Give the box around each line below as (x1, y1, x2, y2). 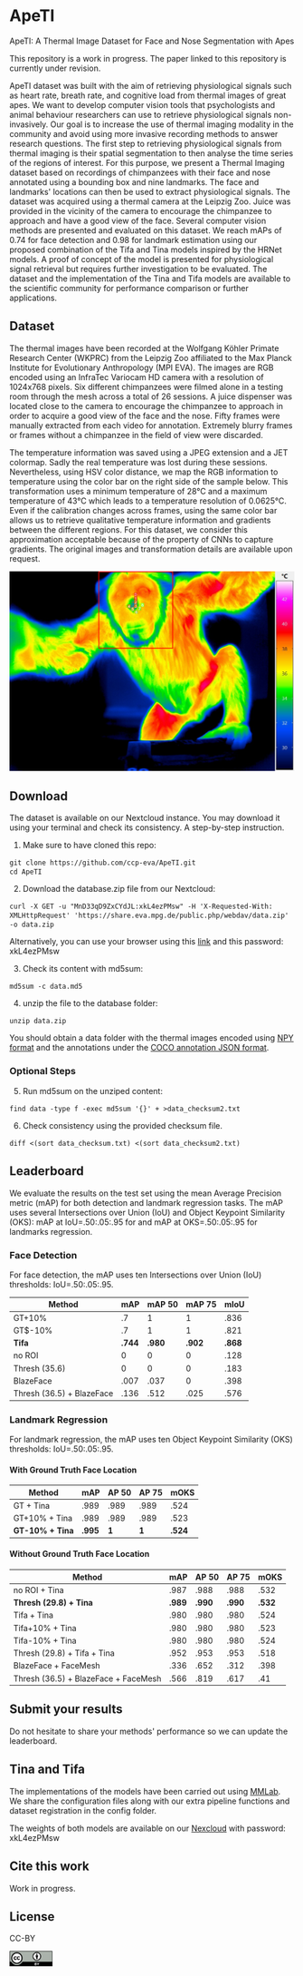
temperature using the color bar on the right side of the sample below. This (9, 475, 289, 486)
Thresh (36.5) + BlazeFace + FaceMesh (13, 1673, 162, 1684)
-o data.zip (9, 920, 54, 930)
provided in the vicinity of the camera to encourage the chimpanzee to (9, 205, 272, 216)
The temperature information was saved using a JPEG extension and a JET (9, 446, 289, 458)
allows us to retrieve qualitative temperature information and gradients (9, 514, 271, 525)
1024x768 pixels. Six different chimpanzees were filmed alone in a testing (9, 381, 283, 392)
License (9, 1909, 55, 1924)
